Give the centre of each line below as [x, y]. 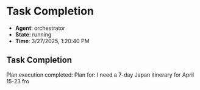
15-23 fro [18, 81]
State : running [33, 34]
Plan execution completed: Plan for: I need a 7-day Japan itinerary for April [100, 75]
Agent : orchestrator [40, 28]
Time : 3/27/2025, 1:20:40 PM [52, 41]
